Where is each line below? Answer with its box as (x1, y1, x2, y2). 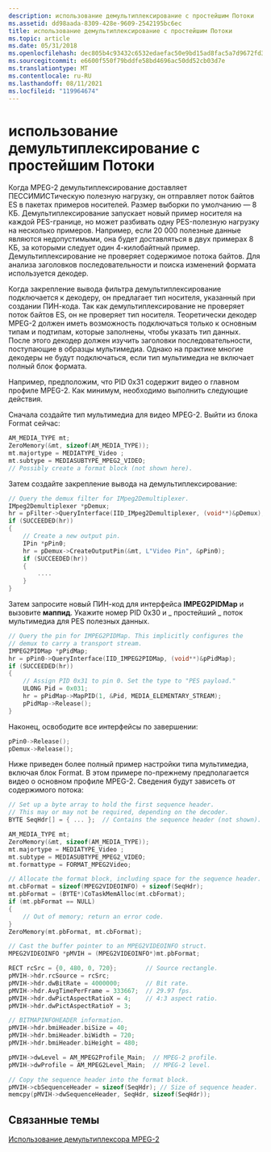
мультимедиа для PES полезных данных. (8, 616, 150, 626)
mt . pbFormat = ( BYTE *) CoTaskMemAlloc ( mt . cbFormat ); (8, 890, 186, 898)
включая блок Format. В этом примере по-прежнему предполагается (8, 768, 249, 778)
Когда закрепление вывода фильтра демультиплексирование (8, 284, 222, 294)
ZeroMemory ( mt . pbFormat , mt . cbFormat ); (8, 927, 143, 935)
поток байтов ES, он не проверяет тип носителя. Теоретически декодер (8, 310, 257, 320)
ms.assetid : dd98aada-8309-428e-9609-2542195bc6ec (8, 19, 182, 27)
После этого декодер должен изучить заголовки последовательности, (8, 336, 252, 346)
